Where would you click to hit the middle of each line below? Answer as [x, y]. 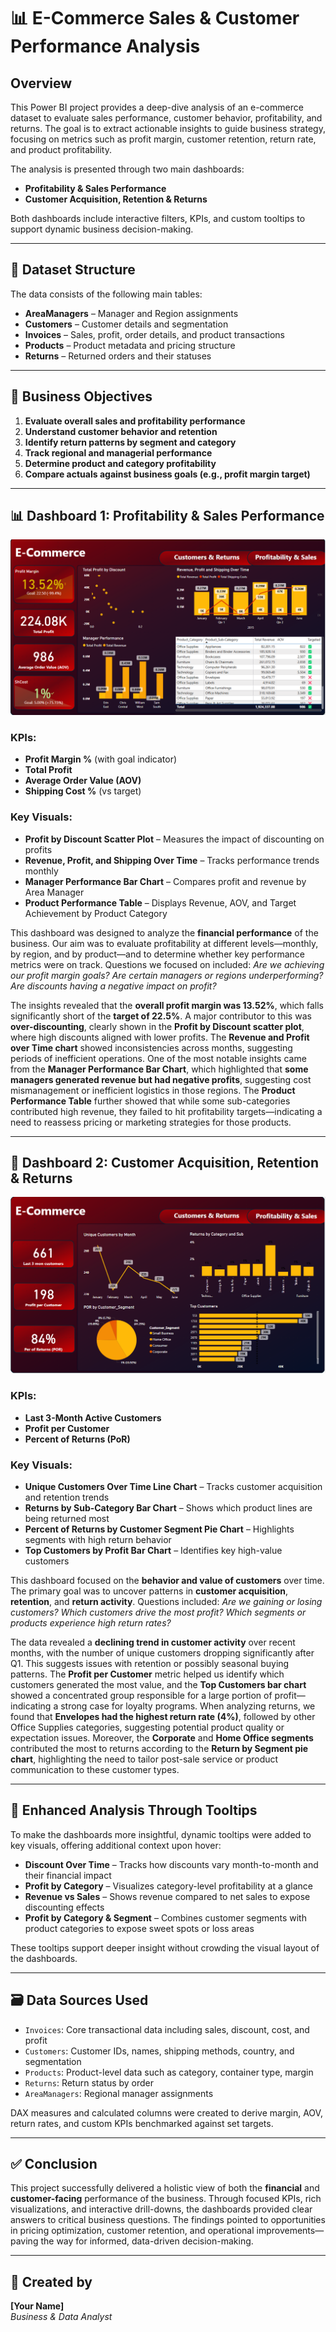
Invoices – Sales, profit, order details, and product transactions [154, 334]
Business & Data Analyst [61, 2317]
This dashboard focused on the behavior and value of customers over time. [167, 1580]
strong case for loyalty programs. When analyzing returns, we [188, 1706]
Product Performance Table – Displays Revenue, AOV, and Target [160, 902]
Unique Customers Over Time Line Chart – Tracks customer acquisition [173, 1486]
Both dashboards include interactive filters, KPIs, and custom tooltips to [158, 218]
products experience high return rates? [91, 1623]
